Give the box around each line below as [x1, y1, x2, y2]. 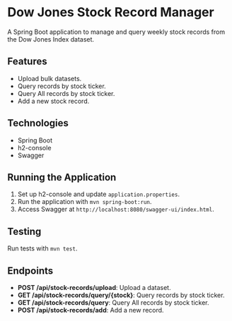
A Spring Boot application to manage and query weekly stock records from [7, 28, 225, 36]
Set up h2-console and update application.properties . [17, 190, 180, 198]
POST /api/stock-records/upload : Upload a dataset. [17, 284, 171, 291]
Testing [7, 225, 42, 237]
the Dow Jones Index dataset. [7, 35, 94, 43]
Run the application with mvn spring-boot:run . [17, 198, 152, 206]
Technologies [7, 117, 69, 129]
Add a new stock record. [17, 97, 90, 105]
